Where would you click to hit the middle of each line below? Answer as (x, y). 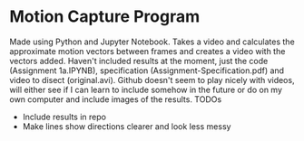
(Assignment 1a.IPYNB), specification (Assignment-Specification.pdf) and (147, 70)
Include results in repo (64, 117)
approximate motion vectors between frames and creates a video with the (147, 51)
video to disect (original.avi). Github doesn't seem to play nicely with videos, (152, 80)
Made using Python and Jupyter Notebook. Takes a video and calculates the (152, 42)
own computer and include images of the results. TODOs (116, 99)
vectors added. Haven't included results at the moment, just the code (139, 61)
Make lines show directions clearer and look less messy (127, 126)
